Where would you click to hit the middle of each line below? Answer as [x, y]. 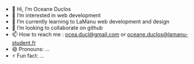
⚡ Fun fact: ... [28, 55]
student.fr [24, 43]
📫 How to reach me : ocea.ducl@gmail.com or [69, 34]
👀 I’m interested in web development [56, 15]
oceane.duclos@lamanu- [157, 34]
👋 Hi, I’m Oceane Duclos [41, 9]
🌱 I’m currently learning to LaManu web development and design [90, 21]
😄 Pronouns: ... [31, 49]
